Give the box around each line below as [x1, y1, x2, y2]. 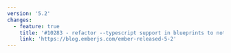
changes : [7, 17, 32, 23]
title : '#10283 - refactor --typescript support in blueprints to [19, 29, 214, 36]
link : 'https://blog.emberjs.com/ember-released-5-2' [19, 36, 177, 43]
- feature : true [13, 23, 60, 30]
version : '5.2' [7, 10, 51, 17]
